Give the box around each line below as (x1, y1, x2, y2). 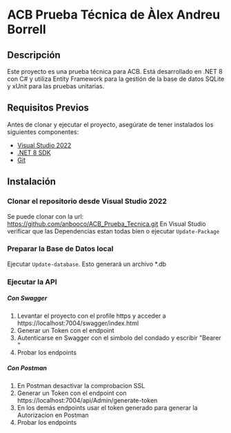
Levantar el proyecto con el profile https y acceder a (17, 311, 167, 320)
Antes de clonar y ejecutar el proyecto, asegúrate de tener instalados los (7, 120, 214, 128)
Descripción (7, 49, 61, 61)
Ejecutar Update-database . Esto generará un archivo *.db (7, 260, 167, 268)
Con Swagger (7, 294, 48, 302)
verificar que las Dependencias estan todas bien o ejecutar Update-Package (7, 227, 220, 235)
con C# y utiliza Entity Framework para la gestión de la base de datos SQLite (7, 75, 225, 83)
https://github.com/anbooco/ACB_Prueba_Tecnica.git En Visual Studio (7, 220, 206, 228)
